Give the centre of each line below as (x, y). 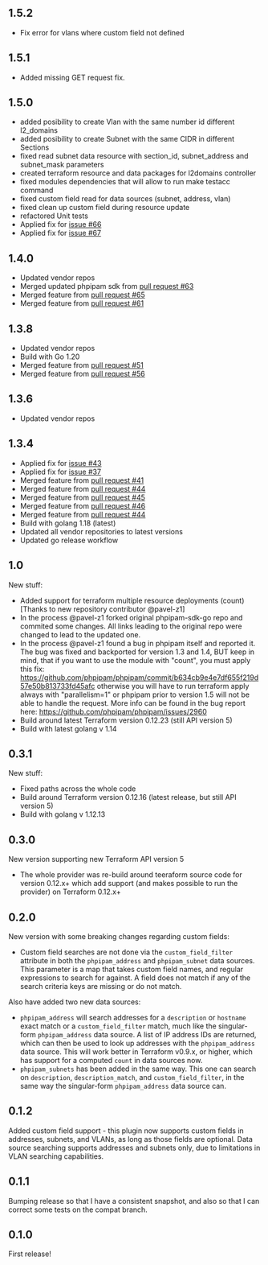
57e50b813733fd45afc (57, 686)
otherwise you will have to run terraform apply (173, 686)
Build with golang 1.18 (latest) (68, 523)
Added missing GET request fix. (73, 77)
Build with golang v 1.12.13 (63, 814)
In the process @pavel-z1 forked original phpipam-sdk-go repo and (131, 617)
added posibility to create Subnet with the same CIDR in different (127, 139)
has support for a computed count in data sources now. (111, 1060)
